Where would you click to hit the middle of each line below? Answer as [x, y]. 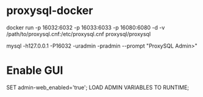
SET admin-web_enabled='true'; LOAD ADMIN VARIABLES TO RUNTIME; [98, 87]
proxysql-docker [50, 11]
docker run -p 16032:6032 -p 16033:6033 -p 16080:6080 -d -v [86, 27]
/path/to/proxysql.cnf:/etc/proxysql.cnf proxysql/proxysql [79, 34]
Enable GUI [35, 70]
